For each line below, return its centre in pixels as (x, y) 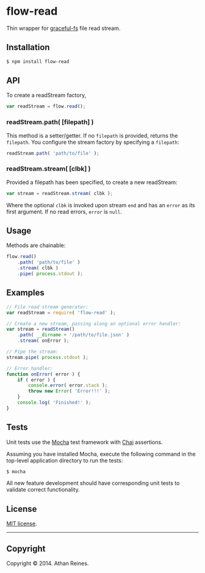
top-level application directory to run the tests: (65, 460)
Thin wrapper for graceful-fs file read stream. (63, 28)
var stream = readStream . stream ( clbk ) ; (60, 193)
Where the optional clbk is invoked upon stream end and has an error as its (101, 205)
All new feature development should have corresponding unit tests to (93, 483)
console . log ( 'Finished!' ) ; (54, 403)
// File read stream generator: (47, 307)
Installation (28, 47)
